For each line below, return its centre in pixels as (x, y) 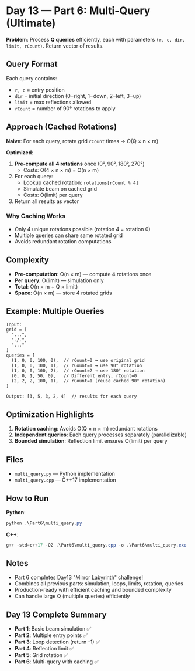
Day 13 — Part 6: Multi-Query (78, 11)
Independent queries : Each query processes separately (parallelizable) (100, 435)
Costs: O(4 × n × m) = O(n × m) (61, 170)
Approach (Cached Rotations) (62, 127)
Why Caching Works (36, 216)
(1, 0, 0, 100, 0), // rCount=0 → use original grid (78, 361)
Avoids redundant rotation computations (63, 241)
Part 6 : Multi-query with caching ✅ (57, 662)
